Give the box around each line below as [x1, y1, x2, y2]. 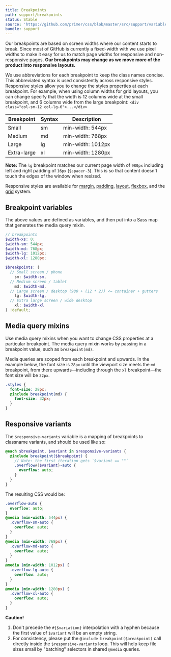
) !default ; [5, 308, 31, 313]
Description [72, 116, 101, 123]
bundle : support [5, 27, 40, 32]
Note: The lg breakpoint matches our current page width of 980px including [5, 162, 164, 168]
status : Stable [5, 17, 38, 22]
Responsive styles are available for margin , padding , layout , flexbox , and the [5, 183, 165, 189]
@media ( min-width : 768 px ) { [5, 539, 67, 544]
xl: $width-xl [14, 303, 44, 308]
